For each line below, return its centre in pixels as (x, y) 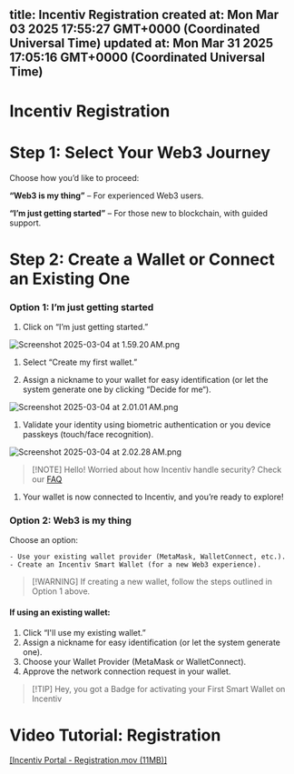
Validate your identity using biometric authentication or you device (147, 425)
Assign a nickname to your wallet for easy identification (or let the (145, 380)
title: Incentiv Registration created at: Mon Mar (144, 15)
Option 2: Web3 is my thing (70, 520)
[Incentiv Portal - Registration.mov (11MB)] (88, 760)
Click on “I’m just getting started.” (85, 327)
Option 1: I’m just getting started (82, 307)
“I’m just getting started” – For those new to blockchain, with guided (139, 213)
